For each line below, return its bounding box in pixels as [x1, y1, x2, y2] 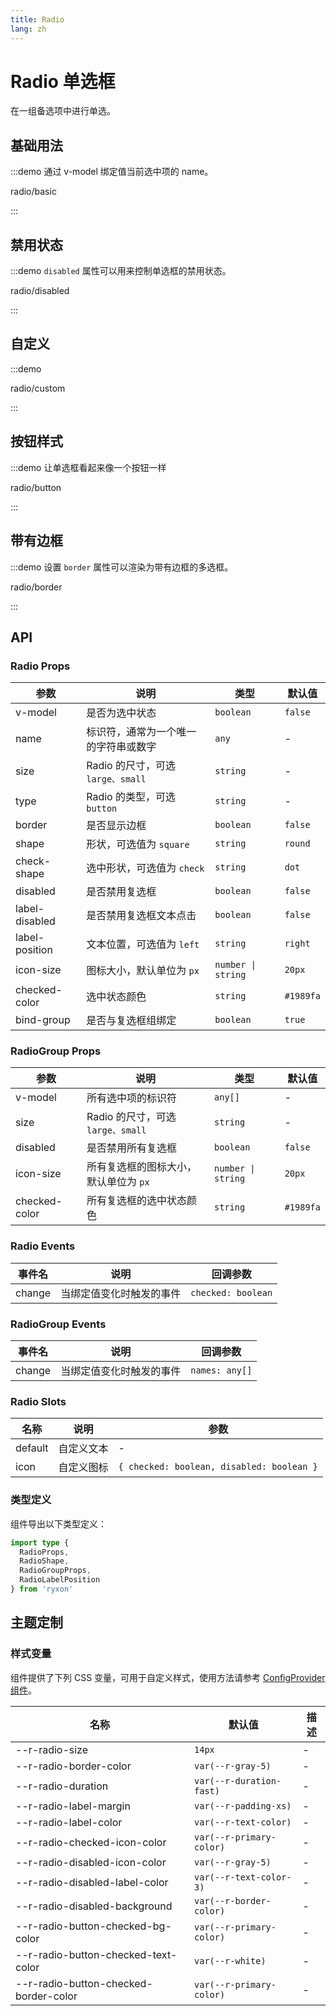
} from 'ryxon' [10, 1584, 74, 1595]
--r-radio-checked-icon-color [15, 1835, 167, 1849]
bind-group [15, 1013, 71, 1027]
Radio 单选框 [10, 70, 116, 93]
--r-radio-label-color [15, 1815, 123, 1829]
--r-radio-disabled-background [15, 1899, 173, 1913]
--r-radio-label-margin [15, 1799, 131, 1813]
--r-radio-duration [15, 1779, 109, 1793]
